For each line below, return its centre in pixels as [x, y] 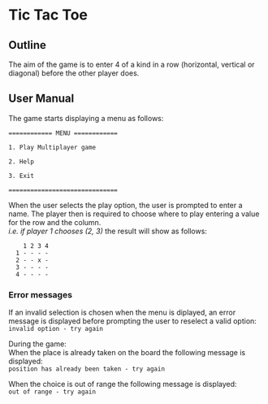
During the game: [37, 344]
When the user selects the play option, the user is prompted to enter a [125, 205]
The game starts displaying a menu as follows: [86, 118]
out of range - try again [52, 392]
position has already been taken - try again [86, 369]
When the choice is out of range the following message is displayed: [123, 384]
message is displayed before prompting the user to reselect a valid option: [133, 321]
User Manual [41, 99]
